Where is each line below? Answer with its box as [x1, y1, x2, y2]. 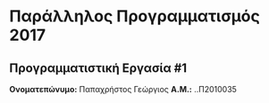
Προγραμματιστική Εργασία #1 [9, 60, 188, 75]
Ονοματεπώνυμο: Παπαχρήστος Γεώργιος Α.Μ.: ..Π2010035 [9, 84, 237, 94]
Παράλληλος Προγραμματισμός [9, 6, 261, 27]
